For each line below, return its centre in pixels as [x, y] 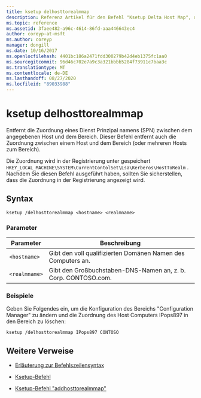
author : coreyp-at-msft [36, 34]
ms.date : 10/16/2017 [32, 51]
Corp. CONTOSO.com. [80, 278]
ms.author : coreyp [29, 40]
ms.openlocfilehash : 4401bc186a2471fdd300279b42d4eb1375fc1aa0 [87, 56]
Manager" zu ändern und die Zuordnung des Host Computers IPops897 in [97, 315]
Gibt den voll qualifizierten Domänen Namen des [117, 253]
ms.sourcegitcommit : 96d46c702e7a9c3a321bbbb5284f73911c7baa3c [87, 62]
